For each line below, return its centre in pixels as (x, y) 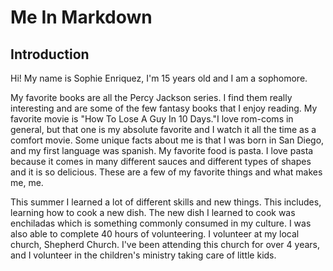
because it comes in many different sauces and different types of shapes (161, 161)
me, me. (27, 182)
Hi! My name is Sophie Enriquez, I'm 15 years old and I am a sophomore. (159, 78)
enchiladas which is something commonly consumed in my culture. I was (161, 223)
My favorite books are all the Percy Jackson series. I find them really (151, 97)
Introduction (50, 54)
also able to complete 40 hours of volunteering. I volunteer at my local (155, 234)
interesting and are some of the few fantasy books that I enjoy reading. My (164, 108)
